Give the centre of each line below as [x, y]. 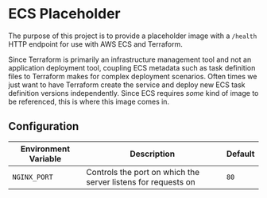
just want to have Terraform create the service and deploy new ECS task [127, 85]
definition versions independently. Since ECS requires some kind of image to [133, 93]
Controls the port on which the [143, 172]
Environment [45, 149]
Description [153, 154]
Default [240, 154]
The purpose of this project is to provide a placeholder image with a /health [133, 36]
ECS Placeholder [64, 14]
